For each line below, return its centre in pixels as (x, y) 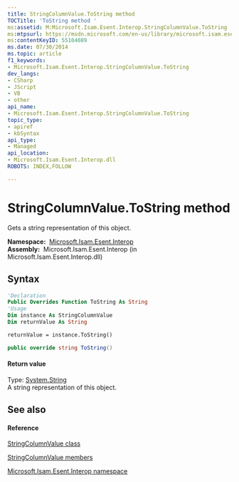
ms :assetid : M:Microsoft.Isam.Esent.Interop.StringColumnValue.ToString (117, 27)
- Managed (22, 147)
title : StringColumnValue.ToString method (71, 14)
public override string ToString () (60, 348)
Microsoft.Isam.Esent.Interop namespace (68, 471)
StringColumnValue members (50, 458)
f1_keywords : (27, 61)
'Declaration (27, 296)
